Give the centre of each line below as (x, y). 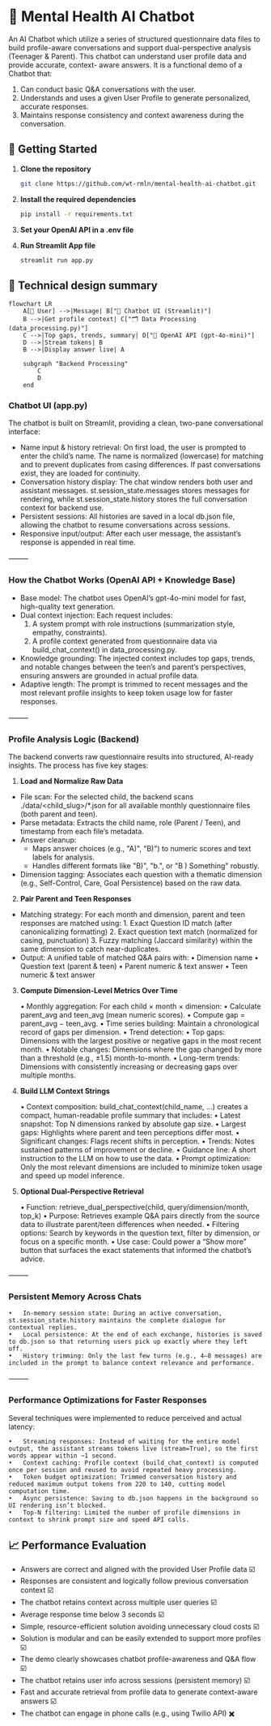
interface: (24, 432)
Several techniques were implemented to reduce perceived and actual (125, 1418)
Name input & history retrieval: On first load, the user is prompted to (133, 448)
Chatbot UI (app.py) (48, 406)
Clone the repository (55, 169)
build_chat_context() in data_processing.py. (105, 649)
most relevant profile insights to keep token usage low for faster (126, 692)
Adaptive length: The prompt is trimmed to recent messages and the (134, 684)
